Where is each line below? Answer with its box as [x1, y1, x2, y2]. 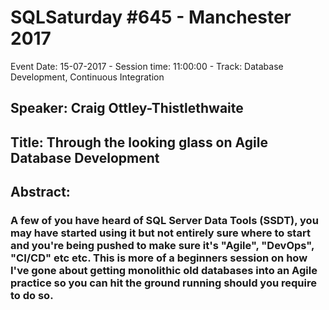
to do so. [10, 289, 54, 303]
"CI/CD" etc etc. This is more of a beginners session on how [10, 251, 308, 265]
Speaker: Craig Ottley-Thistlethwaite [10, 100, 244, 117]
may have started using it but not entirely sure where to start [10, 226, 311, 240]
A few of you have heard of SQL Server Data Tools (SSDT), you [10, 214, 319, 228]
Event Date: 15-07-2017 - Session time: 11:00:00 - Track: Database [10, 60, 284, 72]
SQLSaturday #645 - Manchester [10, 6, 292, 29]
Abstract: [10, 184, 71, 201]
